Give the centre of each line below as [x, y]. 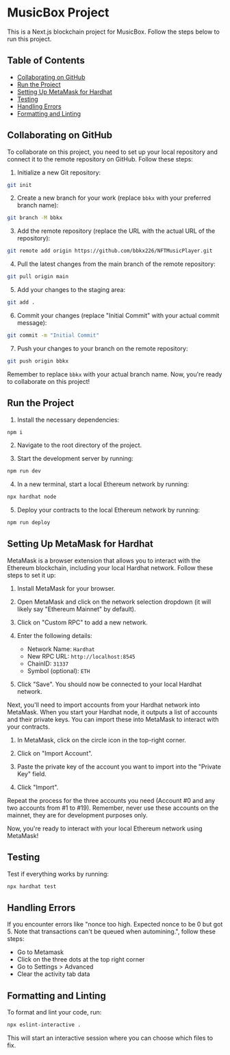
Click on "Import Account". [55, 753]
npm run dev [24, 471]
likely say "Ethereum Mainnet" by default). [76, 609]
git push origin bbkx [38, 361]
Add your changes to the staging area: [71, 290]
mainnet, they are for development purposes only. [78, 815]
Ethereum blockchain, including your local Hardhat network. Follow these [110, 567]
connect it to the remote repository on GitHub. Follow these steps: [100, 159]
